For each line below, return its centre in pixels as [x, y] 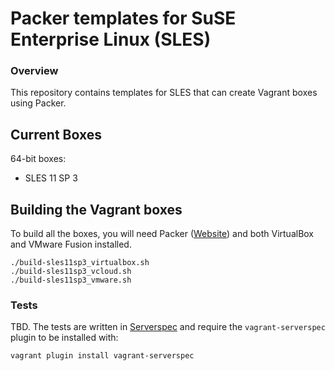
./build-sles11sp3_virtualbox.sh [80, 263]
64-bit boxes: [38, 159]
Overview [34, 71]
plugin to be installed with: [64, 338]
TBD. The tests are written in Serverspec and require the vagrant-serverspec [168, 327]
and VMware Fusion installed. [71, 244]
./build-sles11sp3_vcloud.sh [71, 272]
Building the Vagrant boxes [96, 209]
